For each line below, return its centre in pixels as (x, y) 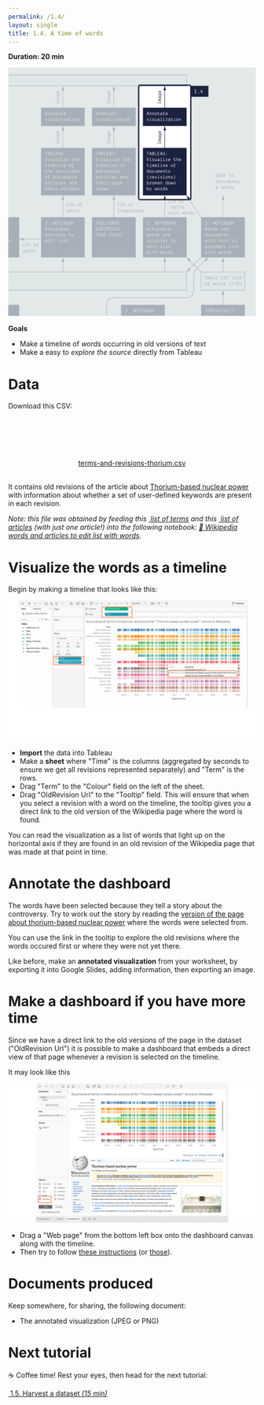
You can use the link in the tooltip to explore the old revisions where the (124, 937)
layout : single (33, 25)
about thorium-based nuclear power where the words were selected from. (128, 922)
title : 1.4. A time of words (56, 33)
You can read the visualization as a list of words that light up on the (117, 835)
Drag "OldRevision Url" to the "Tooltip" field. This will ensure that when (134, 794)
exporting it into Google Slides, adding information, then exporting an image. (132, 969)
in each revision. (35, 504)
